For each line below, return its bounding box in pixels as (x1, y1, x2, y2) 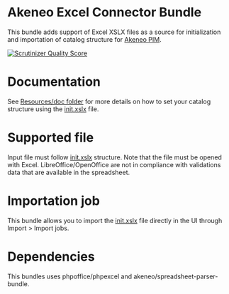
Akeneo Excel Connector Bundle (7, 4, 202, 21)
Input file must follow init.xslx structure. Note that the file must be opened (7, 153, 222, 162)
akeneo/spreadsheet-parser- (133, 272, 218, 281)
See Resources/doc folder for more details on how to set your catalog (7, 97, 211, 106)
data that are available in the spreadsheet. (7, 168, 130, 176)
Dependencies (7, 249, 95, 264)
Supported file (7, 130, 94, 146)
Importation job (7, 193, 101, 209)
